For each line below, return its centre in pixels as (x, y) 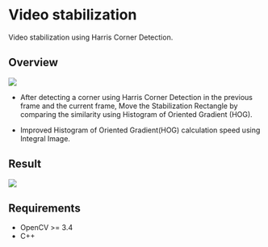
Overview (33, 63)
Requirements (44, 208)
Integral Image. (45, 138)
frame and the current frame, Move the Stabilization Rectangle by (129, 106)
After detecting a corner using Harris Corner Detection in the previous (136, 97)
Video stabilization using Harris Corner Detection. (91, 37)
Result (25, 164)
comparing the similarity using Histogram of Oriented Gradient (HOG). (136, 114)
